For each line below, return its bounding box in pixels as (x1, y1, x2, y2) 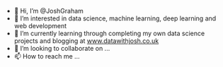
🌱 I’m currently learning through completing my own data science (13, 29, 205, 37)
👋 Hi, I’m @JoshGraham (13, 7, 84, 15)
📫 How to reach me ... (13, 52, 80, 60)
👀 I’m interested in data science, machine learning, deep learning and (13, 14, 217, 23)
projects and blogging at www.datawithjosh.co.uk (13, 37, 159, 45)
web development (13, 22, 67, 30)
